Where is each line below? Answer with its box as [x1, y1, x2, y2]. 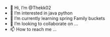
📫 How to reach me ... [10, 26, 57, 32]
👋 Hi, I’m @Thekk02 [10, 5, 51, 10]
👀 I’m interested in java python [10, 10, 73, 16]
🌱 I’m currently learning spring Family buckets [10, 15, 105, 21]
